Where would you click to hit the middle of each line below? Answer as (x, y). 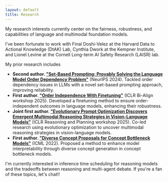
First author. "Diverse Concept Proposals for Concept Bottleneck (81, 138)
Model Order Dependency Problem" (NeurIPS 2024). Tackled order (83, 79)
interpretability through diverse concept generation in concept (76, 148)
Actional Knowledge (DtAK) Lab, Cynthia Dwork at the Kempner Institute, (80, 49)
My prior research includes (33, 64)
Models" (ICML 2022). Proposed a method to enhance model (76, 143)
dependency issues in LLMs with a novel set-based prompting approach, (87, 84)
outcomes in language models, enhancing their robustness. (101, 106)
